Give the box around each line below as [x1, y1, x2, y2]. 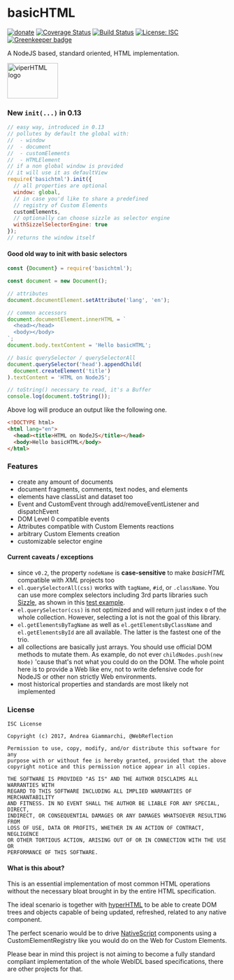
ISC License [7, 721, 42, 728]
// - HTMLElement [7, 156, 61, 164]
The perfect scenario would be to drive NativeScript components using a [7, 928, 217, 937]
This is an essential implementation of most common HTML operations [7, 879, 211, 888]
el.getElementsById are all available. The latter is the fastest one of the [17, 628, 221, 637]
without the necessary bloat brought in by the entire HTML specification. [7, 886, 217, 895]
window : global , [13, 189, 61, 196]
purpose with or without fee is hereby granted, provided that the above [7, 757, 227, 765]
